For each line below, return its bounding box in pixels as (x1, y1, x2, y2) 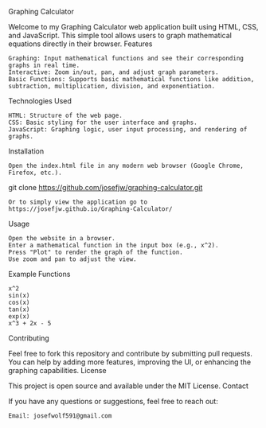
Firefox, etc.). (8, 169, 62, 177)
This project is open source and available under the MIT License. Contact (8, 381, 249, 391)
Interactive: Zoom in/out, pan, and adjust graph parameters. (8, 68, 219, 76)
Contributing (8, 333, 49, 343)
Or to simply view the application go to (8, 198, 148, 206)
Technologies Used (8, 96, 72, 106)
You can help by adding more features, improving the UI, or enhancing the (8, 357, 252, 367)
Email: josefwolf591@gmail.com (8, 412, 112, 420)
